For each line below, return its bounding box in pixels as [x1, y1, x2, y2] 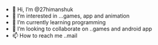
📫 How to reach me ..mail [12, 32, 78, 39]
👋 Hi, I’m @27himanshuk [12, 6, 74, 13]
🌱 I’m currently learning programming [12, 19, 106, 26]
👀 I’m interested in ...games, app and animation [12, 12, 130, 19]
